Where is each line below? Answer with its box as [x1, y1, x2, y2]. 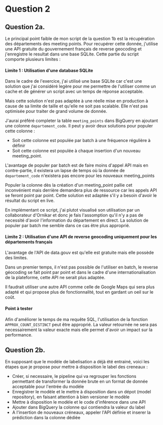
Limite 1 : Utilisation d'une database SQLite [5, 67, 93, 73]
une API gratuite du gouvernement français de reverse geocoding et [5, 46, 142, 52]
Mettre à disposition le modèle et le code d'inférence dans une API [12, 399, 146, 405]
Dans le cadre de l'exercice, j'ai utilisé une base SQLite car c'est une [5, 78, 143, 84]
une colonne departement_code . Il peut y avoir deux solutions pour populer [5, 123, 153, 129]
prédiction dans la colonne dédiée [12, 415, 81, 421]
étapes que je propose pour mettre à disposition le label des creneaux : [5, 364, 148, 370]
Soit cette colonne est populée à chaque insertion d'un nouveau [12, 148, 141, 154]
